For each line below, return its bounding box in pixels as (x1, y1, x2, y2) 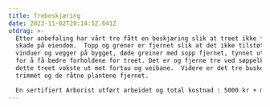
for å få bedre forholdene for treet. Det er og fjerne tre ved (15, 57, 235, 65)
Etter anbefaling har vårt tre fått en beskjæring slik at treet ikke (15, 34, 257, 43)
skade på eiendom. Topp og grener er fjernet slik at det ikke (15, 42, 235, 50)
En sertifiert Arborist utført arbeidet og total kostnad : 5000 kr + (15, 86, 257, 94)
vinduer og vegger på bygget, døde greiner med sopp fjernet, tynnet (15, 49, 253, 57)
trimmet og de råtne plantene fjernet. (15, 72, 149, 80)
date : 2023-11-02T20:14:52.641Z (8, 19, 117, 27)
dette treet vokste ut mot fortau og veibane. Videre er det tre (15, 64, 243, 72)
